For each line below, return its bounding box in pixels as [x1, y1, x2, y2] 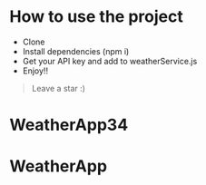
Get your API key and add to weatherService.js [22, 55, 198, 66]
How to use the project [9, 6, 183, 27]
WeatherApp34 [9, 115, 129, 135]
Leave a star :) [31, 83, 86, 93]
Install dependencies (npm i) [22, 45, 130, 56]
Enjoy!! [22, 65, 48, 76]
